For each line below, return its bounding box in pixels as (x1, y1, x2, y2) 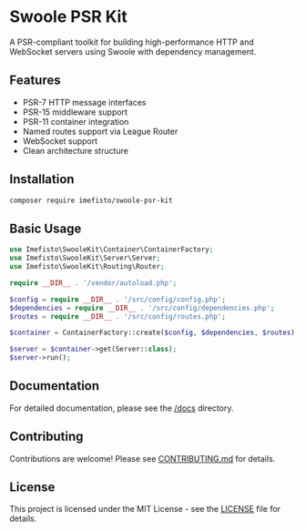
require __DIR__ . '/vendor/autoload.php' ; (9, 278, 178, 288)
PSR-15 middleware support (22, 107, 127, 117)
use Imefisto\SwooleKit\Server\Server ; (9, 253, 161, 263)
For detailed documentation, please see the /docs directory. (9, 403, 234, 414)
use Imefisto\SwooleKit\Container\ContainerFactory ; (9, 245, 214, 254)
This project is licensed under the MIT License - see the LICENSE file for (9, 504, 280, 515)
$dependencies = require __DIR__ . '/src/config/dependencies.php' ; (9, 303, 275, 312)
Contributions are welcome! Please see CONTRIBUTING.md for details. (9, 453, 276, 464)
